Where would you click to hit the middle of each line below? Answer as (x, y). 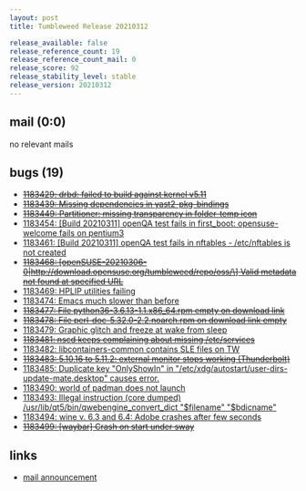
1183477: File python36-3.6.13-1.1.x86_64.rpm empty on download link (153, 311)
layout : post (34, 18)
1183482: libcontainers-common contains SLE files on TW (131, 349)
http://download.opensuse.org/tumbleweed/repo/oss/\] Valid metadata (163, 272)
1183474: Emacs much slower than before (101, 301)
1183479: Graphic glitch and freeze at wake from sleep (125, 330)
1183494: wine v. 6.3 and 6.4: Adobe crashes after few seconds (142, 417)
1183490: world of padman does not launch (104, 388)
